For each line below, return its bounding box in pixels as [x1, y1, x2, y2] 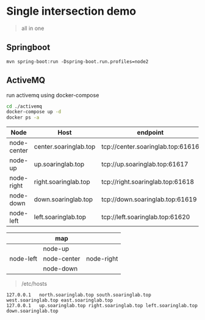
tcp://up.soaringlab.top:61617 [101, 160, 189, 169]
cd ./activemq [6, 103, 43, 110]
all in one [21, 24, 45, 32]
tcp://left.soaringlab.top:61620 [101, 213, 190, 221]
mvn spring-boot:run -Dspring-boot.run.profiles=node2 [6, 58, 149, 65]
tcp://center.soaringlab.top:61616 [101, 143, 200, 151]
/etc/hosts [21, 280, 48, 288]
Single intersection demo [6, 4, 136, 18]
